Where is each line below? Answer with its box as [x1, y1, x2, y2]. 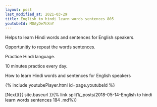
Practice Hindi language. [5, 54, 55, 60]
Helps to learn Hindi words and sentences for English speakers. [5, 35, 135, 40]
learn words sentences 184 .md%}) [5, 97, 77, 103]
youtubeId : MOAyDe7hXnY [5, 21, 54, 26]
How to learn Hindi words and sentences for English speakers [5, 72, 131, 79]
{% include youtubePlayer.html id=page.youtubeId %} [5, 82, 115, 88]
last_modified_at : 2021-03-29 [5, 12, 68, 17]
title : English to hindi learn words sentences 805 [5, 16, 114, 21]
